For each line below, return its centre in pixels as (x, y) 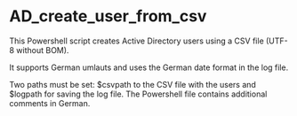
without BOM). (43, 50)
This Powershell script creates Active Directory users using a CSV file (136, 41)
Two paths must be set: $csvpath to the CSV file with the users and (132, 84)
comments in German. (50, 103)
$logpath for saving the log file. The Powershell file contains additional (138, 94)
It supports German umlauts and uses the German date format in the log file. (149, 67)
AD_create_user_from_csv (108, 16)
